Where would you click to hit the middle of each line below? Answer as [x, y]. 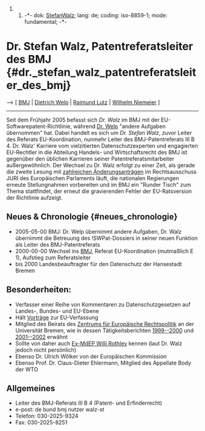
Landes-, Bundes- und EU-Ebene [57, 311]
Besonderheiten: [39, 290]
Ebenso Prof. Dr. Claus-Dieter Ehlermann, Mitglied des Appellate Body [103, 363]
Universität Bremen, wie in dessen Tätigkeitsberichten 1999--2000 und [104, 330]
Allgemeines [31, 388]
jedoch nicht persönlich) [46, 350]
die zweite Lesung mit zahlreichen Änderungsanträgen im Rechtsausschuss [102, 172]
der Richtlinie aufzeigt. [34, 197]
